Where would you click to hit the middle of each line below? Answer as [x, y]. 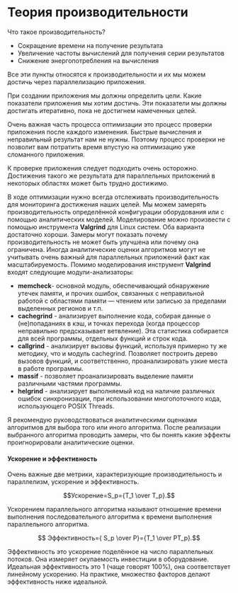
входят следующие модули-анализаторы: [70, 272]
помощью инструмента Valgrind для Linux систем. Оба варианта [106, 226]
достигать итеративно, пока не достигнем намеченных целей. [102, 110]
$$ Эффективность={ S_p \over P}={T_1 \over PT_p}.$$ [119, 538]
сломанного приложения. [46, 154]
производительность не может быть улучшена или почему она [103, 242]
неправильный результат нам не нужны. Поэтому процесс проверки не [116, 139]
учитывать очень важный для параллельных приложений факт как [109, 257]
